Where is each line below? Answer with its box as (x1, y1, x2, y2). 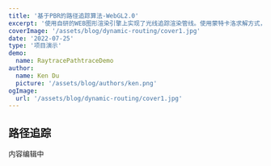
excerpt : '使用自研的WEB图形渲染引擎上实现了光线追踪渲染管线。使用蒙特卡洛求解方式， (8, 19, 267, 27)
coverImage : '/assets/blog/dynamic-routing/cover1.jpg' (8, 27, 201, 35)
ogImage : (8, 86, 38, 95)
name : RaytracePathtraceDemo (15, 57, 114, 65)
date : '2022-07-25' (8, 34, 74, 43)
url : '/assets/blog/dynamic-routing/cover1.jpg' (15, 94, 183, 102)
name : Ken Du (15, 72, 60, 80)
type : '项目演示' (8, 42, 62, 50)
